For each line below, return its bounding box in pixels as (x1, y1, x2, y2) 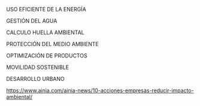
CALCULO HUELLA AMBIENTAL (6, 29, 85, 36)
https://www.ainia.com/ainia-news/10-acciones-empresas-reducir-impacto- (6, 87, 194, 94)
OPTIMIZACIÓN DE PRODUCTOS (6, 52, 88, 59)
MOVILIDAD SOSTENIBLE (6, 63, 69, 71)
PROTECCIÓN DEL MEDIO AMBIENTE (6, 41, 99, 47)
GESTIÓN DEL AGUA (6, 17, 57, 24)
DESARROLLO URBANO (6, 75, 65, 82)
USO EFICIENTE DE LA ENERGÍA (6, 6, 87, 13)
